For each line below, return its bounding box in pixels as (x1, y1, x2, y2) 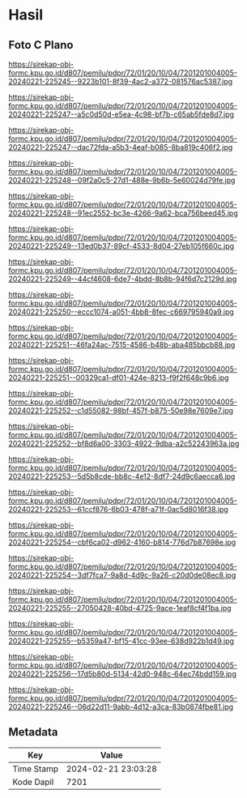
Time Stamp (12, 763, 59, 775)
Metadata (8, 725, 58, 739)
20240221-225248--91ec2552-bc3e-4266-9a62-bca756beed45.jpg (8, 208, 239, 218)
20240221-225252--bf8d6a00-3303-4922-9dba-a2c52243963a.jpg (8, 439, 240, 448)
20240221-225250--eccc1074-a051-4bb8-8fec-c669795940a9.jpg (8, 307, 235, 317)
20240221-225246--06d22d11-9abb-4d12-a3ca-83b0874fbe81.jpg (8, 702, 233, 711)
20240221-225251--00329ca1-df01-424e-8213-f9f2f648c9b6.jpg (8, 373, 229, 382)
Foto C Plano (8, 38, 74, 52)
